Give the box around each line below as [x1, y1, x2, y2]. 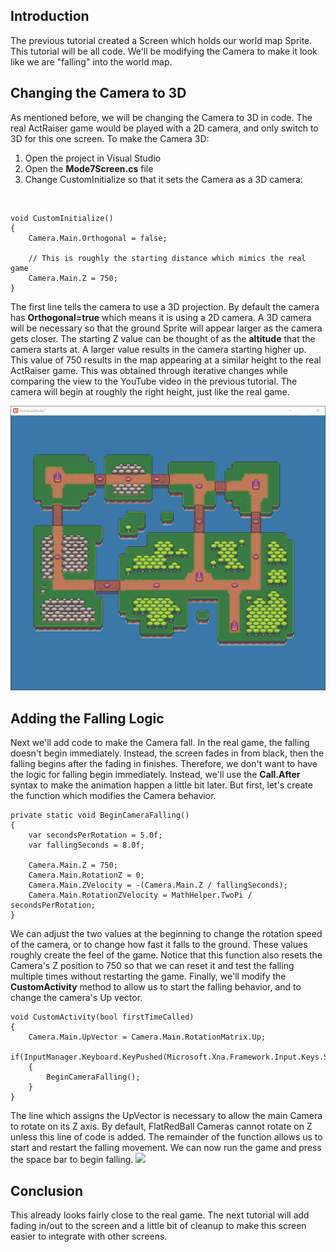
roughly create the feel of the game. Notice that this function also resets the [10, 949, 323, 961]
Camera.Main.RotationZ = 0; [28, 870, 145, 881]
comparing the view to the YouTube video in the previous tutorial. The [10, 375, 298, 387]
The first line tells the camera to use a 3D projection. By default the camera [10, 300, 320, 313]
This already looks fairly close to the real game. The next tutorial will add [10, 1209, 310, 1221]
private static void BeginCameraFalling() [10, 810, 190, 821]
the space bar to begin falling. [10, 1154, 134, 1166]
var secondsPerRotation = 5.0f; [28, 830, 163, 841]
